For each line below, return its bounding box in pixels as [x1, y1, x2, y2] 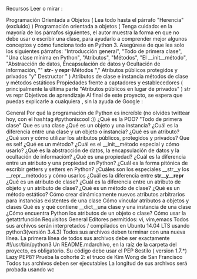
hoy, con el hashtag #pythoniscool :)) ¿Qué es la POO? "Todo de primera [6, 116, 182, 123]
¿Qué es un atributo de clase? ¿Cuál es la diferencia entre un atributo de [6, 178, 181, 185]
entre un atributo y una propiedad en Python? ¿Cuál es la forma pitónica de [6, 159, 188, 166]
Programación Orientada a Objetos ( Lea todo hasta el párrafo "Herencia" [6, 17, 184, 23]
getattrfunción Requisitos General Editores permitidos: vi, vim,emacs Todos [6, 216, 189, 223]
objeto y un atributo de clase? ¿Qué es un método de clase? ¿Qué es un [6, 185, 181, 191]
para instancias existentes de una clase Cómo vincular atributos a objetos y [6, 197, 189, 204]
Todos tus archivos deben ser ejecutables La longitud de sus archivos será [6, 260, 188, 267]
